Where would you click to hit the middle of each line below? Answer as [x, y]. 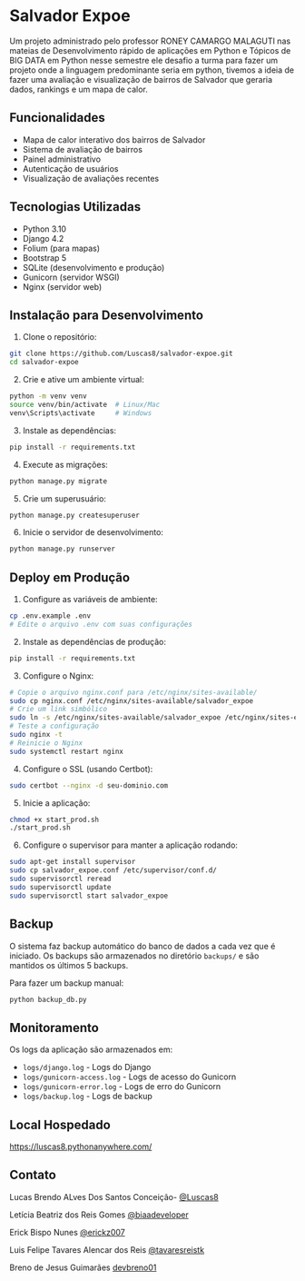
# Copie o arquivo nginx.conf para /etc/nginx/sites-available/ [133, 692]
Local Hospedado [60, 1124]
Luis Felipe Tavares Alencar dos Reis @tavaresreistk [107, 1249]
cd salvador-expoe [44, 362]
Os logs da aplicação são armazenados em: [91, 1049]
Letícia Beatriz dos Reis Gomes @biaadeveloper [99, 1215]
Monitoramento [54, 1028]
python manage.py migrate [58, 481]
